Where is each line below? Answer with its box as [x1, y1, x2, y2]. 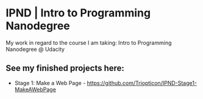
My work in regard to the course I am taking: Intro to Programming [5, 39, 172, 46]
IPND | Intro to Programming [5, 6, 151, 20]
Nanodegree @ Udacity [5, 46, 65, 53]
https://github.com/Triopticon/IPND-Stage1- [87, 79, 198, 86]
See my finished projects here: [5, 63, 124, 73]
